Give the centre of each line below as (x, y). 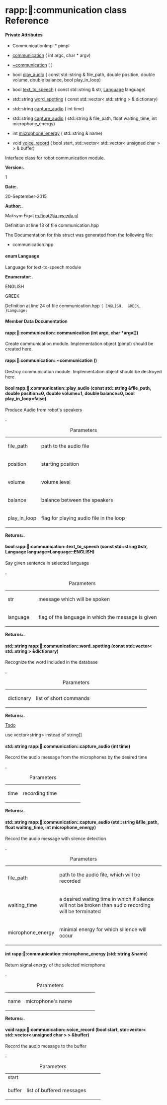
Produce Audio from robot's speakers (44, 410)
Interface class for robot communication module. (55, 158)
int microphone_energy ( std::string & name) (57, 133)
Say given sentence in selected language (47, 563)
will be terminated (80, 911)
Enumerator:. (19, 277)
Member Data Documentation (37, 321)
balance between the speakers (77, 500)
